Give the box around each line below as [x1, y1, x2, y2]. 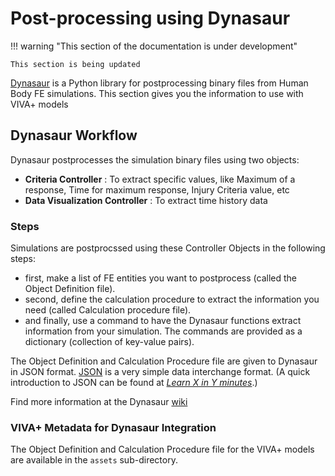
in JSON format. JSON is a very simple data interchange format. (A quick [10, 366, 311, 378]
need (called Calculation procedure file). [24, 304, 192, 316]
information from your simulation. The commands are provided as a [24, 325, 303, 337]
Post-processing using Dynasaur [10, 7, 291, 30]
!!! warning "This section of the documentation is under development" [10, 40, 298, 52]
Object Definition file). [24, 283, 116, 295]
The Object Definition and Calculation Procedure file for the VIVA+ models [10, 443, 315, 456]
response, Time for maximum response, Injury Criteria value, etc [24, 183, 290, 196]
